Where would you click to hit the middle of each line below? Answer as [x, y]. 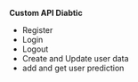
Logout [35, 49]
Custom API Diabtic [46, 13]
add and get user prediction [73, 68]
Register [37, 30]
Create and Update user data [75, 58]
